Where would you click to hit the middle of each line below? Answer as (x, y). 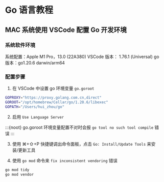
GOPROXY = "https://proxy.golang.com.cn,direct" (53, 98)
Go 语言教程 (29, 10)
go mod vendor (20, 174)
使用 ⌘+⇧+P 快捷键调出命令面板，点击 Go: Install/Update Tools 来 (82, 144)
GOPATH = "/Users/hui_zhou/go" (35, 107)
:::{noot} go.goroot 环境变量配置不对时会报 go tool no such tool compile (79, 127)
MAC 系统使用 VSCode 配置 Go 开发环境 (66, 30)
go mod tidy (17, 170)
